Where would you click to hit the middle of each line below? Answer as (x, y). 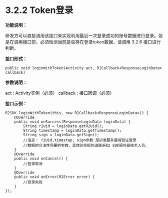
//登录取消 (33, 164)
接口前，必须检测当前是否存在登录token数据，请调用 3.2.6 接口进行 (91, 42)
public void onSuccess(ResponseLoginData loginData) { (72, 122)
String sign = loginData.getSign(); (61, 135)
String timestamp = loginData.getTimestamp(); (72, 130)
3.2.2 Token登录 (39, 10)
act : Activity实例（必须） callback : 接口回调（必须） (60, 93)
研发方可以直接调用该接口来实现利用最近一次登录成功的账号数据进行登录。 (82, 35)
